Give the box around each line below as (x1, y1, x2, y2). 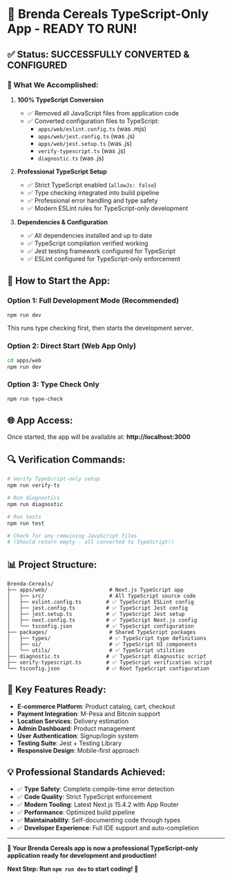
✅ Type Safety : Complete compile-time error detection (17, 785, 175, 793)
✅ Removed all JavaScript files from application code (27, 109, 180, 117)
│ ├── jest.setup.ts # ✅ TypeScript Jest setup (7, 611, 185, 618)
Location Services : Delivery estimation (17, 717, 129, 725)
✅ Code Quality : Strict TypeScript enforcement (17, 792, 152, 801)
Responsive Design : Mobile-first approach (17, 746, 139, 754)
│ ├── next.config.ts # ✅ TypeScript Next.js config (7, 617, 197, 624)
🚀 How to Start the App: (7, 275, 110, 287)
